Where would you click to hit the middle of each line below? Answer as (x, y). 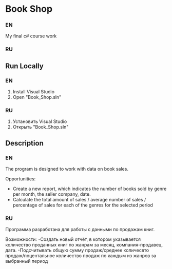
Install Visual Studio (34, 92)
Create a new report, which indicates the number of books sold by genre (90, 189)
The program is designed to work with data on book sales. (67, 169)
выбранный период (27, 261)
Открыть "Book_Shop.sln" (41, 127)
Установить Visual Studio (40, 121)
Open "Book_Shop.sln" (37, 97)
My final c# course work (31, 36)
